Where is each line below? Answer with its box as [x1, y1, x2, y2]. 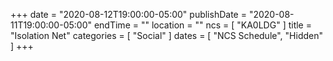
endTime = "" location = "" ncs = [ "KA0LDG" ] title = [93, 19, 312, 31]
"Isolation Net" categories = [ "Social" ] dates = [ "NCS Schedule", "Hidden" [10, 30, 324, 41]
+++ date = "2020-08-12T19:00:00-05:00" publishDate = [10, 9, 247, 20]
